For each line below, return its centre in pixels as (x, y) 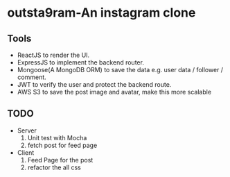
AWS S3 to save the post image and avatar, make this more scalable (114, 92)
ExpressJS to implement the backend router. (80, 62)
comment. (32, 77)
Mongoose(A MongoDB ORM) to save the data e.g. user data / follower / (120, 70)
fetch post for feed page (62, 145)
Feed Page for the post (60, 160)
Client (26, 152)
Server (27, 130)
